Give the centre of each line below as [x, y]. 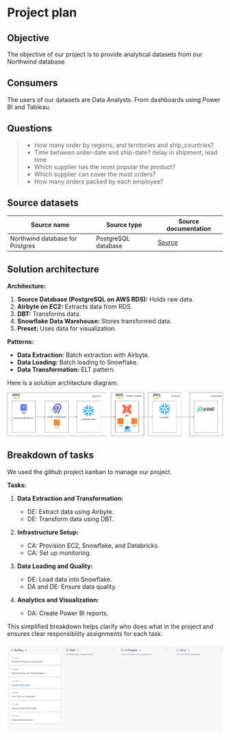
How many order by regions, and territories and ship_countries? [124, 145]
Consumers [33, 83]
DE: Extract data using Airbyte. [71, 511]
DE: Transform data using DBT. [71, 519]
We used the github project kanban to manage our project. [90, 471]
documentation [189, 228]
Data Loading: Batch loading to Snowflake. [78, 362]
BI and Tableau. [29, 107]
